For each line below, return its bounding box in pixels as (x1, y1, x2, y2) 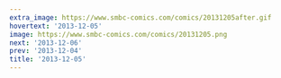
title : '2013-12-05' (9, 55, 87, 64)
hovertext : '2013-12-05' (9, 22, 103, 30)
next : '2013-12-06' (9, 38, 83, 48)
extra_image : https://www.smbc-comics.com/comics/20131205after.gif (9, 13, 272, 22)
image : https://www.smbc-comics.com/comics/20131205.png (9, 30, 228, 39)
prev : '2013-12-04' (9, 47, 83, 56)
